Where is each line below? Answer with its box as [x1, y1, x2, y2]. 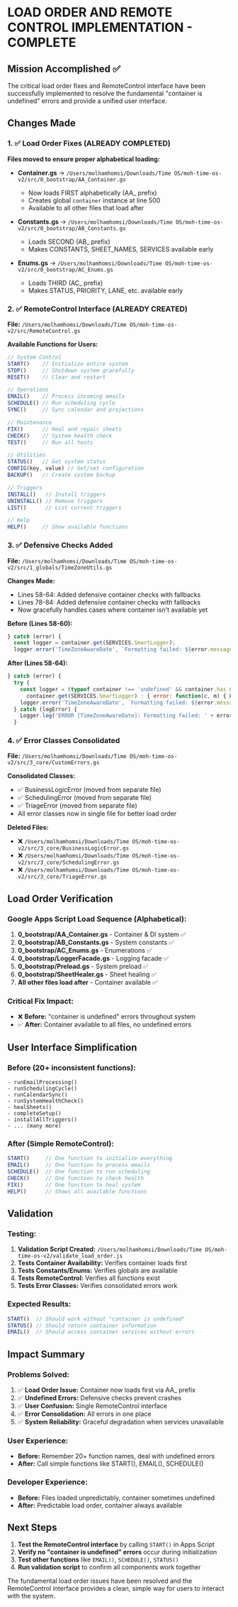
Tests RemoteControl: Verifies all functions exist [17, 1274, 161, 1282]
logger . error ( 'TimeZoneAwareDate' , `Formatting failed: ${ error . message [13, 646, 233, 654]
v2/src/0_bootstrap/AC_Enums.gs [17, 266, 113, 274]
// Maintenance [7, 418, 52, 426]
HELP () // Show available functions [7, 524, 129, 531]
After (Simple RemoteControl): [7, 1139, 115, 1149]
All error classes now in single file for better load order [17, 809, 177, 818]
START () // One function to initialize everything [7, 1155, 173, 1162]
